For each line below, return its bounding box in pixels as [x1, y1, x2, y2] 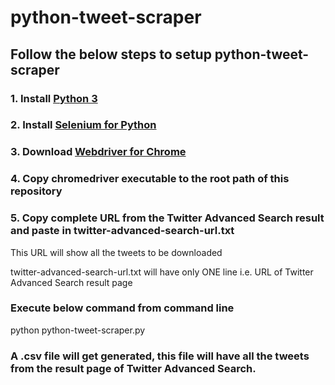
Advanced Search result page [10, 276, 133, 288]
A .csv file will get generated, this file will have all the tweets [10, 349, 310, 363]
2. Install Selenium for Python [10, 118, 157, 132]
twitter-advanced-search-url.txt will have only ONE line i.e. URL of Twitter [10, 266, 314, 278]
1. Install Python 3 [10, 91, 98, 105]
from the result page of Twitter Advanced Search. [10, 361, 257, 375]
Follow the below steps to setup [10, 46, 212, 63]
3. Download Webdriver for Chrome [10, 145, 187, 159]
